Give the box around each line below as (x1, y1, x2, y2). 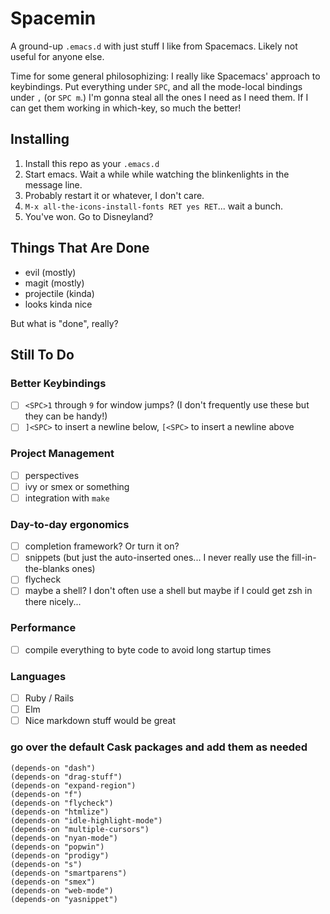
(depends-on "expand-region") (10, 780, 137, 791)
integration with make (24, 492, 110, 504)
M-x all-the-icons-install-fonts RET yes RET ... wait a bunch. (24, 200, 284, 212)
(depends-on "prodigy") (10, 850, 110, 861)
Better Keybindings (10, 376, 107, 390)
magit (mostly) (24, 277, 85, 289)
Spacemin (10, 7, 97, 30)
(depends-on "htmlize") (10, 807, 110, 817)
